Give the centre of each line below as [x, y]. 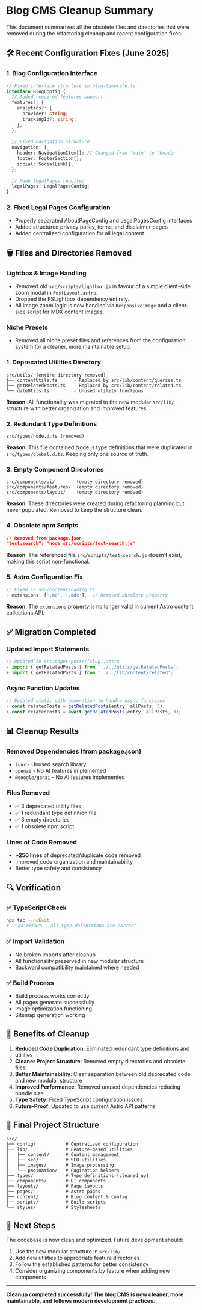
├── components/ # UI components [56, 1181]
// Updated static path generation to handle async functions [86, 701]
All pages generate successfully [55, 1002]
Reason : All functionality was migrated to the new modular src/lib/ [90, 402]
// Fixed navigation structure [51, 142]
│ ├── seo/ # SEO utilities [56, 1160]
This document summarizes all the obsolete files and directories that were [98, 27]
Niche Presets [27, 327]
